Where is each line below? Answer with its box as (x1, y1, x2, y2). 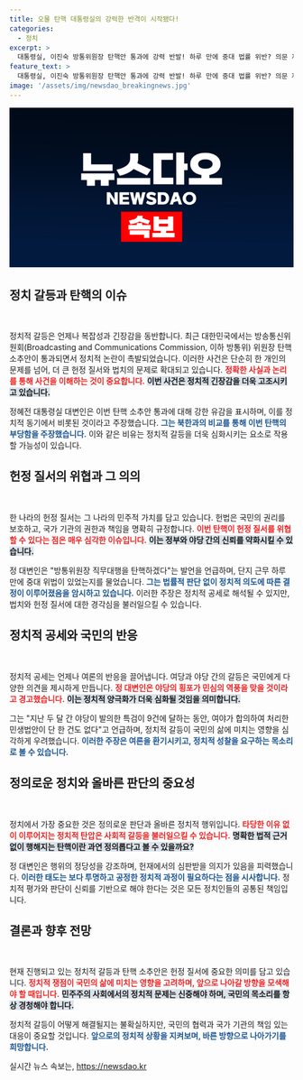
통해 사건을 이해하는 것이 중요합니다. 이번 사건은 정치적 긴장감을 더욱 (18, 375, 257, 387)
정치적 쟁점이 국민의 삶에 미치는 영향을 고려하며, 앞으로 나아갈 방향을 (28, 977, 266, 988)
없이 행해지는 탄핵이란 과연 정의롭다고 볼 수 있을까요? (9, 841, 195, 852)
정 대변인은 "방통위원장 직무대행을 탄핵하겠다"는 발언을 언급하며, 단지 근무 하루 (9, 565, 287, 576)
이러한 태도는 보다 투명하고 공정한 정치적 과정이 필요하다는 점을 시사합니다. (21, 872, 281, 882)
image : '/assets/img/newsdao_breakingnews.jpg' (9, 81, 192, 90)
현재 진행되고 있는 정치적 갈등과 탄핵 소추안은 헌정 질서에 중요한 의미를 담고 (9, 966, 274, 977)
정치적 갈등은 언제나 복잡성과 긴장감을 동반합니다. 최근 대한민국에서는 (9, 330, 252, 342)
